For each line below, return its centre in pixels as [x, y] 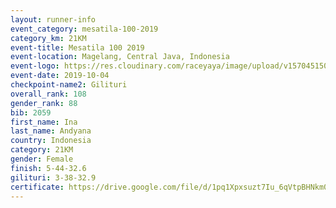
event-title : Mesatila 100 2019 [77, 47]
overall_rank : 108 [48, 94]
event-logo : [35, 66]
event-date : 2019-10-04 [60, 76]
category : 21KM [42, 150]
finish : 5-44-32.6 [48, 168]
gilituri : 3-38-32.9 [53, 177]
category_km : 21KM [48, 38]
